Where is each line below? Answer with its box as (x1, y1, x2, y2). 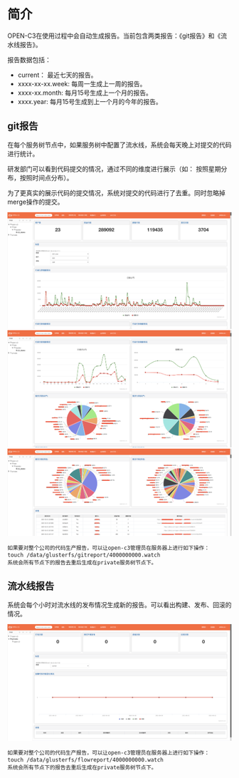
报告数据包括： (7, 55, 51, 64)
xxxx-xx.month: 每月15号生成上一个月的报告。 (17, 88, 153, 97)
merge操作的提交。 (7, 197, 64, 206)
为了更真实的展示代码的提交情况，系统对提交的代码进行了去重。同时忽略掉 (7, 188, 225, 197)
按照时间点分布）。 (19, 173, 73, 182)
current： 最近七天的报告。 (17, 71, 97, 79)
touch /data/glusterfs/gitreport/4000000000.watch (7, 551, 161, 559)
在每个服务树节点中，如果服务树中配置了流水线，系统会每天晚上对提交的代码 (7, 140, 232, 149)
